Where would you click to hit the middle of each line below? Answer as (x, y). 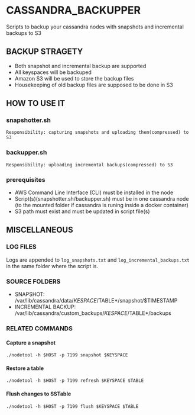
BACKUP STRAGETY (45, 52)
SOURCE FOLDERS (33, 281)
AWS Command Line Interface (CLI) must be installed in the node (94, 192)
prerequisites (26, 179)
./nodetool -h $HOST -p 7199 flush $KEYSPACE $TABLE (72, 406)
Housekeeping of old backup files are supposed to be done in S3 (94, 85)
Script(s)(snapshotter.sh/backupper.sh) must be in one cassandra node (102, 199)
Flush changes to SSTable (39, 394)
